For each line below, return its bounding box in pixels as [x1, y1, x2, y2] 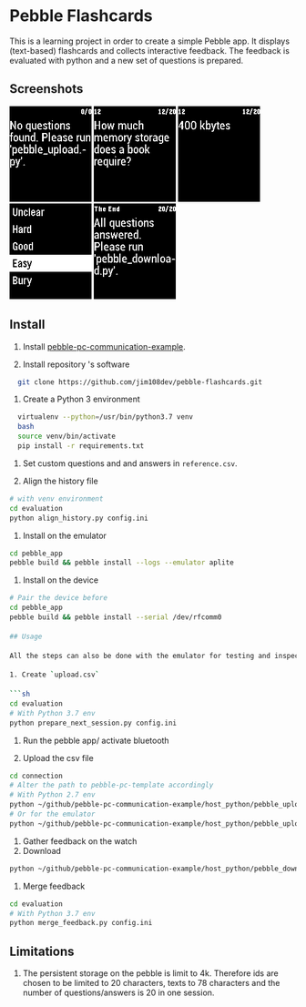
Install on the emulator [22, 530, 107, 541]
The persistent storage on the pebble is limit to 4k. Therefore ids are [22, 968, 280, 979]
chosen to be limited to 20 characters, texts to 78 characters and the [22, 978, 280, 989]
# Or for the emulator [9, 809, 96, 819]
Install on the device [22, 575, 98, 585]
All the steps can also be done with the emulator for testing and [9, 651, 271, 660]
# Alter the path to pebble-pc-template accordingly [9, 780, 214, 790]
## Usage [9, 632, 43, 641]
